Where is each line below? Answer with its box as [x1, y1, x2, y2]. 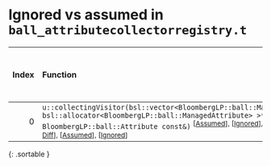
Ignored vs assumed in [8, 6, 164, 24]
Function [42, 68, 77, 80]
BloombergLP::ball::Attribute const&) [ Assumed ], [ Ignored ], [42, 118, 264, 131]
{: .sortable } [8, 149, 50, 159]
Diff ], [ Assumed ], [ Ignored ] [42, 131, 128, 140]
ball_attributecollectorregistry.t [8, 23, 248, 38]
